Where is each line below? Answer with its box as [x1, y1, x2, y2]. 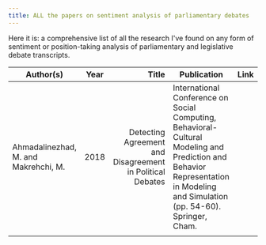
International [173, 82, 220, 93]
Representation [173, 171, 230, 182]
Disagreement [112, 156, 165, 167]
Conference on [173, 92, 229, 103]
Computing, [173, 111, 217, 122]
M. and [12, 151, 38, 162]
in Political [127, 166, 165, 177]
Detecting [129, 126, 165, 138]
